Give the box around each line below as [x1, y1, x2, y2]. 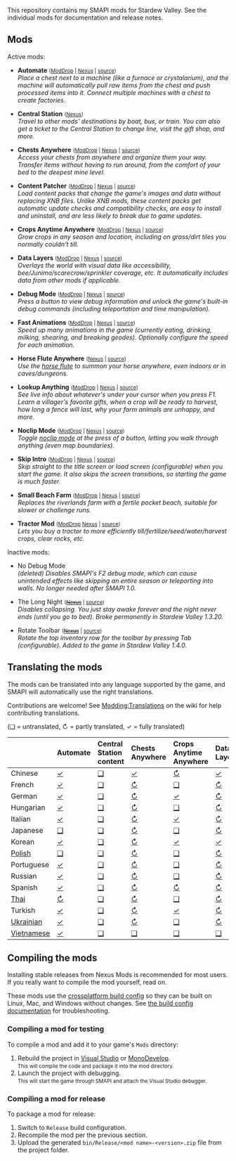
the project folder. [17, 1146, 70, 1155]
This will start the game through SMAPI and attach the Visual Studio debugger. [17, 1077, 207, 1084]
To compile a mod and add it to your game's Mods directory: [7, 1040, 179, 1049]
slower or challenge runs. [17, 505, 91, 514]
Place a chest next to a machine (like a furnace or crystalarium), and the [17, 73, 229, 82]
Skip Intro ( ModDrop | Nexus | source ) [17, 455, 116, 463]
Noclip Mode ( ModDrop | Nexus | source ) [17, 426, 125, 434]
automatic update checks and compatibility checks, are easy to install [17, 204, 222, 212]
